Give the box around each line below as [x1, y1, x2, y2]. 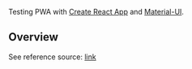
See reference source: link [8, 52, 96, 62]
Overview [8, 30, 59, 44]
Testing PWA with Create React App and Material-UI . [8, 7, 185, 16]
